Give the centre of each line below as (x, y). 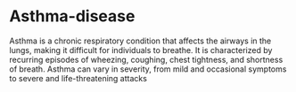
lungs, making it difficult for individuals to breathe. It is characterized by (141, 50)
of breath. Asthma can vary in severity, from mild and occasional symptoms (148, 69)
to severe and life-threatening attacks (78, 78)
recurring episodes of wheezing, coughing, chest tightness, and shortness (146, 59)
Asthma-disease (72, 16)
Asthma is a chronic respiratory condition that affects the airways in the (140, 41)
